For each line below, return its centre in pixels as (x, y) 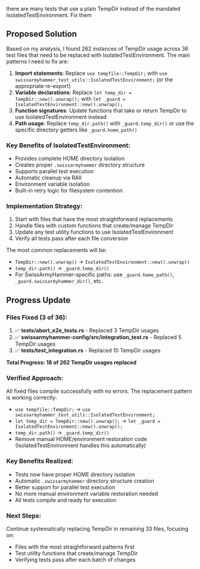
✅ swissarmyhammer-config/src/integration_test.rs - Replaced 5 (98, 337)
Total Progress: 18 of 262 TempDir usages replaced (71, 363)
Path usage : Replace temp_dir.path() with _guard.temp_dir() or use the (104, 123)
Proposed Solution (41, 34)
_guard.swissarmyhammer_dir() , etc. (59, 281)
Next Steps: (24, 515)
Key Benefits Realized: (40, 461)
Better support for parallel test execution (65, 487)
